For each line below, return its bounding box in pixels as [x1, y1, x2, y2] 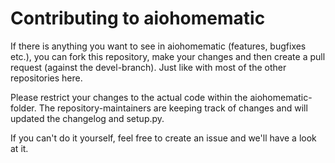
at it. [10, 142, 29, 154]
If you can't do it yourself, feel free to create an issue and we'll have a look [10, 132, 317, 144]
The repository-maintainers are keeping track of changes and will [38, 102, 308, 114]
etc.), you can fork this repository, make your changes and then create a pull [10, 50, 326, 62]
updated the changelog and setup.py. [10, 112, 165, 124]
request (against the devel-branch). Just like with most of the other [10, 61, 287, 73]
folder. [10, 102, 37, 114]
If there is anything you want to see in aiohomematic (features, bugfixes [10, 40, 307, 52]
